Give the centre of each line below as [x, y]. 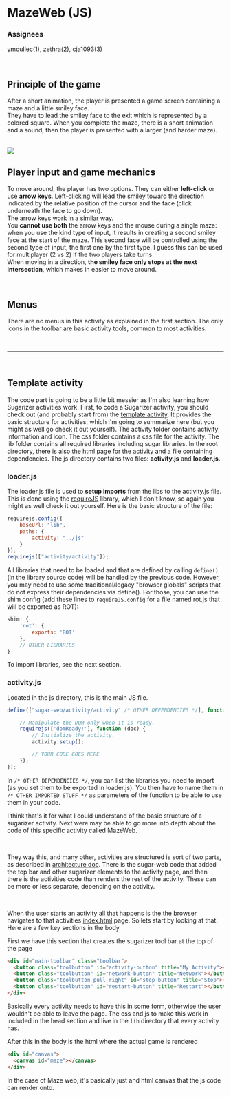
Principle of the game [54, 84]
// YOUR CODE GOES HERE [66, 754]
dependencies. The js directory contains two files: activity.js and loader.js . [114, 458]
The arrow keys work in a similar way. [60, 218]
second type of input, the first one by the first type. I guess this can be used [115, 248]
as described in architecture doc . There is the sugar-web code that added [112, 864]
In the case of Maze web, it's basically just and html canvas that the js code [114, 1080]
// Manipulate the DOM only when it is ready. [87, 723]
